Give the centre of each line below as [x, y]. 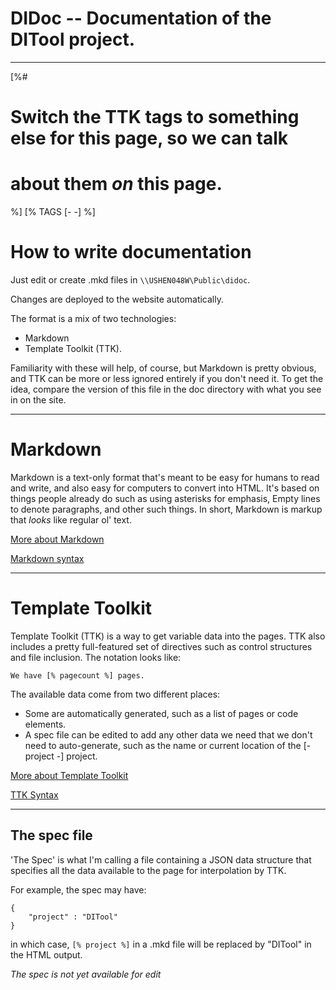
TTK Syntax [34, 794]
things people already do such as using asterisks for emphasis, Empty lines [165, 498]
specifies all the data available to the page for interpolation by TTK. [148, 870]
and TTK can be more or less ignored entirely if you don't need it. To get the [167, 378]
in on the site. [38, 400]
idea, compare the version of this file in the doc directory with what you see [166, 389]
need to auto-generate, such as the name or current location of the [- [168, 745]
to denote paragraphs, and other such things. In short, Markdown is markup [166, 509]
